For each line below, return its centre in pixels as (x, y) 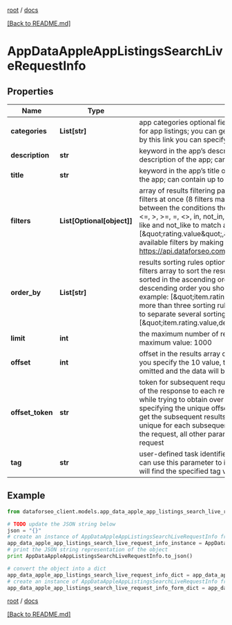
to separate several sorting (183, 314)
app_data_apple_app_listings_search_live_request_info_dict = (98, 575)
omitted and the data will (179, 371)
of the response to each (178, 391)
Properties (30, 92)
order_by (26, 292)
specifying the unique (174, 408)
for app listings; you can (178, 131)
